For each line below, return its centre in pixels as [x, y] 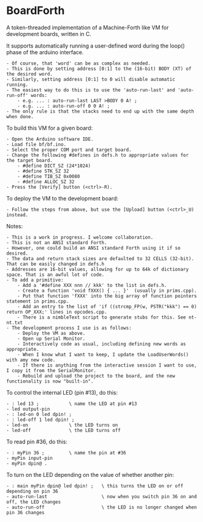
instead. [17, 215]
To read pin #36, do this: [37, 442]
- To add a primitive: [35, 280]
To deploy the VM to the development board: [62, 198]
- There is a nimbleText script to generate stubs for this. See [102, 317]
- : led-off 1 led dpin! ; [40, 420]
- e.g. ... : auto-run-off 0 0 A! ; [64, 106]
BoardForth [36, 11]
